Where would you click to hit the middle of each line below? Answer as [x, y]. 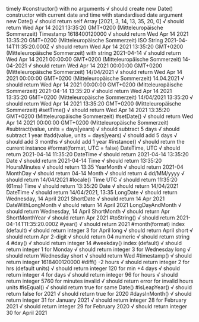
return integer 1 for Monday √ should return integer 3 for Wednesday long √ [99, 249]
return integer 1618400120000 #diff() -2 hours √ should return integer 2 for [98, 262]
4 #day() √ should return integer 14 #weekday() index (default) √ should [94, 243]
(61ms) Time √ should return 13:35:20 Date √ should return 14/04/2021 [92, 186]
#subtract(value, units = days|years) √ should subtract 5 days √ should [93, 129]
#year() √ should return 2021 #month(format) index [122, 224]
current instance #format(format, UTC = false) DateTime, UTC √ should [93, 148]
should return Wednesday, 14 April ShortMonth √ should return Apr [88, 211]
